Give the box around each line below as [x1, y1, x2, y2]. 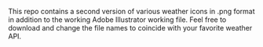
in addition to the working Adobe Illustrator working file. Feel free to [8, 15, 227, 24]
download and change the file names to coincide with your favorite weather [8, 23, 253, 32]
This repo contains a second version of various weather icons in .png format [8, 7, 255, 16]
